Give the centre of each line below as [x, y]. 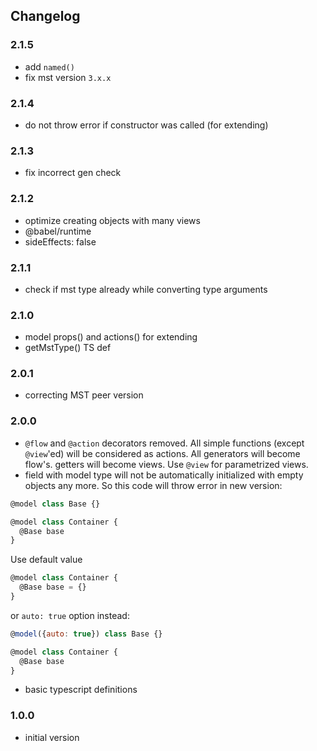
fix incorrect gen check [73, 173]
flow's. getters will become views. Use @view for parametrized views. [166, 464]
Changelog [45, 16]
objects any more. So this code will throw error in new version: [153, 485]
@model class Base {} [55, 504]
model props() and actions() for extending [111, 337]
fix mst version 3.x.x [68, 77]
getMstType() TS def [68, 348]
